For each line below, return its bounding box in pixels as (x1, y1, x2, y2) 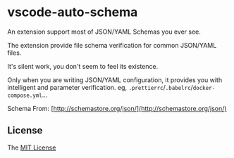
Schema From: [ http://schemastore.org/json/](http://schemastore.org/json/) (7, 104, 227, 112)
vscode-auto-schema (7, 4, 138, 20)
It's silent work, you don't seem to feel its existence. (7, 62, 159, 70)
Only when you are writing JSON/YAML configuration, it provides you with (7, 75, 223, 84)
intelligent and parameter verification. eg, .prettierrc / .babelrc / (7, 83, 194, 91)
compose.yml (7, 92, 42, 99)
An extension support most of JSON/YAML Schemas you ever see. (7, 27, 201, 36)
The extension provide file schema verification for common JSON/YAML (7, 41, 217, 49)
